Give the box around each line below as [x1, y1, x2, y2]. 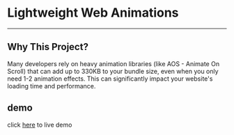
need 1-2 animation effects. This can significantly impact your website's [7, 74, 213, 83]
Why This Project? [7, 41, 89, 53]
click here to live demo [7, 120, 72, 129]
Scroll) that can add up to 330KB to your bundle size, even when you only [7, 67, 219, 75]
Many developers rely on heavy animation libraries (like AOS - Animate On [7, 59, 220, 67]
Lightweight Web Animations [7, 5, 179, 21]
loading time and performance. [7, 81, 96, 90]
